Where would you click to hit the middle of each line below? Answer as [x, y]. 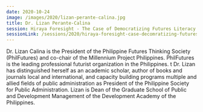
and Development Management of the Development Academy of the [91, 96]
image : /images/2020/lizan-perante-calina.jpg [66, 17]
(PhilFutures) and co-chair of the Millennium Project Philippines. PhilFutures [100, 58]
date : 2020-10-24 [28, 12]
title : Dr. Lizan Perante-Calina [48, 23]
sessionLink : [23, 34]
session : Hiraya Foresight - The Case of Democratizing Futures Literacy [101, 29]
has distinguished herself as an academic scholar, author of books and [94, 70]
